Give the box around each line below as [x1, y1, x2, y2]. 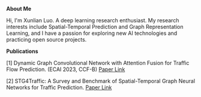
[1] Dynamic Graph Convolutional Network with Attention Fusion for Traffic [6, 60, 190, 66]
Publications [6, 48, 38, 55]
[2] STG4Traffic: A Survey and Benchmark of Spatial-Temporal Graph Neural [6, 78, 196, 84]
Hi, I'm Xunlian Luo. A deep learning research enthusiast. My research [6, 17, 179, 23]
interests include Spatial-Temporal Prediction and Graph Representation [6, 23, 184, 30]
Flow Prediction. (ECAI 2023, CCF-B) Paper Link [6, 66, 125, 73]
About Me [6, 5, 32, 12]
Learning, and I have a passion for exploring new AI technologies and [6, 30, 178, 37]
